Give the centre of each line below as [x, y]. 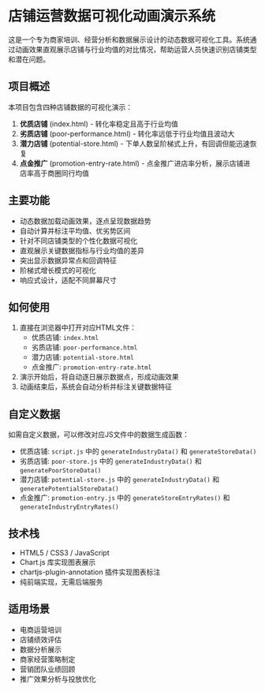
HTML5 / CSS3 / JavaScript [65, 553]
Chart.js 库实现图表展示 [58, 562]
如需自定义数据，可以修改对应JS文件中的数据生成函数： [99, 435]
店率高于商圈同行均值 [54, 173]
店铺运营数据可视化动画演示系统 [112, 16]
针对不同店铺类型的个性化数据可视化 [78, 241]
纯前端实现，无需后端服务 [61, 582]
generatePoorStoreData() [60, 471]
